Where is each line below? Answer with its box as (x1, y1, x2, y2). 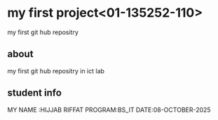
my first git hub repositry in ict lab (7, 66, 105, 75)
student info (7, 87, 62, 99)
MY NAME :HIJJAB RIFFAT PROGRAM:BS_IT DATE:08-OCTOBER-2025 (7, 105, 212, 114)
